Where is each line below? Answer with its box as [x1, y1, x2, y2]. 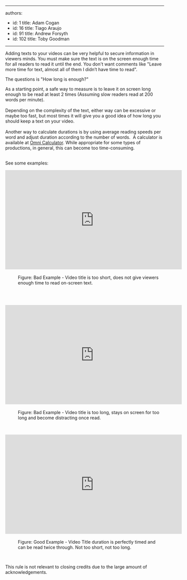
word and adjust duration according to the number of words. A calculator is [5, 134, 163, 140]
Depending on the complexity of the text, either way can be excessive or [5, 107, 156, 113]
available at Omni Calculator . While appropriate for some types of [5, 140, 141, 145]
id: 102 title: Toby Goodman [12, 36, 70, 42]
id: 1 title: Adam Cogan [12, 20, 59, 26]
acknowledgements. [5, 569, 47, 575]
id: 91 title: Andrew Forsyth [12, 31, 68, 36]
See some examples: [5, 160, 49, 166]
